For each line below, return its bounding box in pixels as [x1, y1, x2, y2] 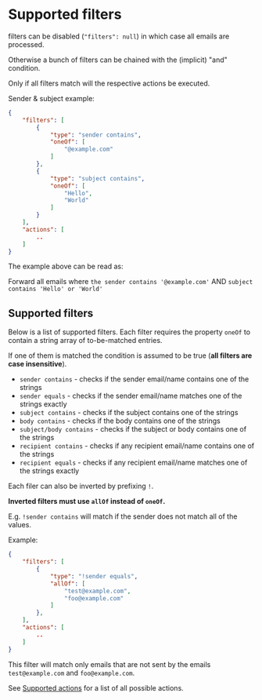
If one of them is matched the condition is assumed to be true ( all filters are [8, 351, 253, 360]
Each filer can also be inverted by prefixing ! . [8, 481, 154, 491]
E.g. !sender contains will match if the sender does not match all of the [8, 512, 238, 521]
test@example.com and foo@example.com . [8, 668, 135, 677]
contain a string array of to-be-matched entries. [8, 336, 163, 345]
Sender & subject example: [8, 93, 95, 103]
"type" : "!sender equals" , [49, 572, 138, 580]
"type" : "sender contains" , [49, 131, 142, 139]
